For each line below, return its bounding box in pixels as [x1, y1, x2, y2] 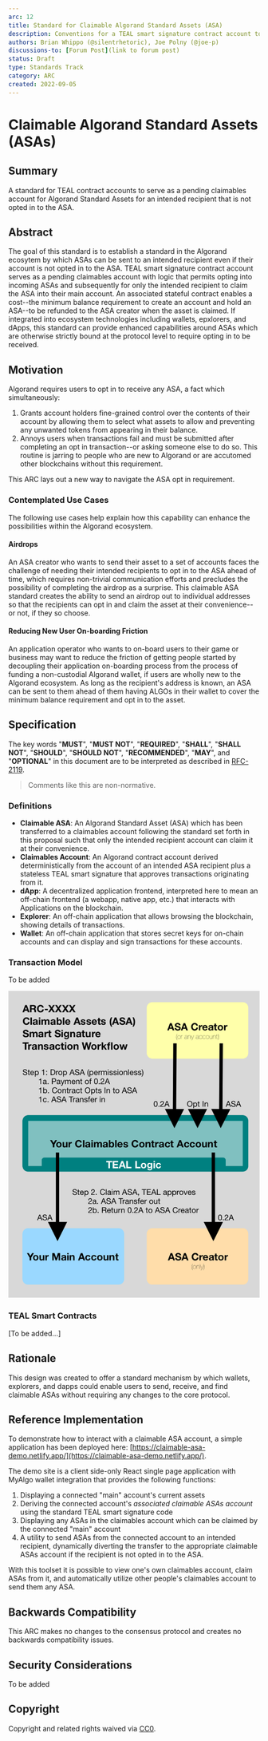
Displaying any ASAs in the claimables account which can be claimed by [19, 1516, 258, 1525]
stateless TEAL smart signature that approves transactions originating [19, 869, 250, 879]
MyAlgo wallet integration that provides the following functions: [8, 1475, 216, 1485]
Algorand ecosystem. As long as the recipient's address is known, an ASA [8, 678, 251, 687]
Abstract [8, 226, 53, 239]
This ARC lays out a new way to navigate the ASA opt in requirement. [8, 475, 235, 485]
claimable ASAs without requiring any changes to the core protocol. [8, 1390, 231, 1399]
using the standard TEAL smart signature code [19, 1507, 173, 1517]
